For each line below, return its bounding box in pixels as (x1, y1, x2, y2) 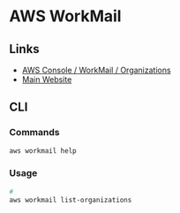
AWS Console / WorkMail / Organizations (21, 65, 171, 75)
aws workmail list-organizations (9, 195, 132, 204)
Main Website (21, 74, 72, 85)
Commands (9, 126, 60, 139)
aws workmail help (9, 146, 77, 156)
